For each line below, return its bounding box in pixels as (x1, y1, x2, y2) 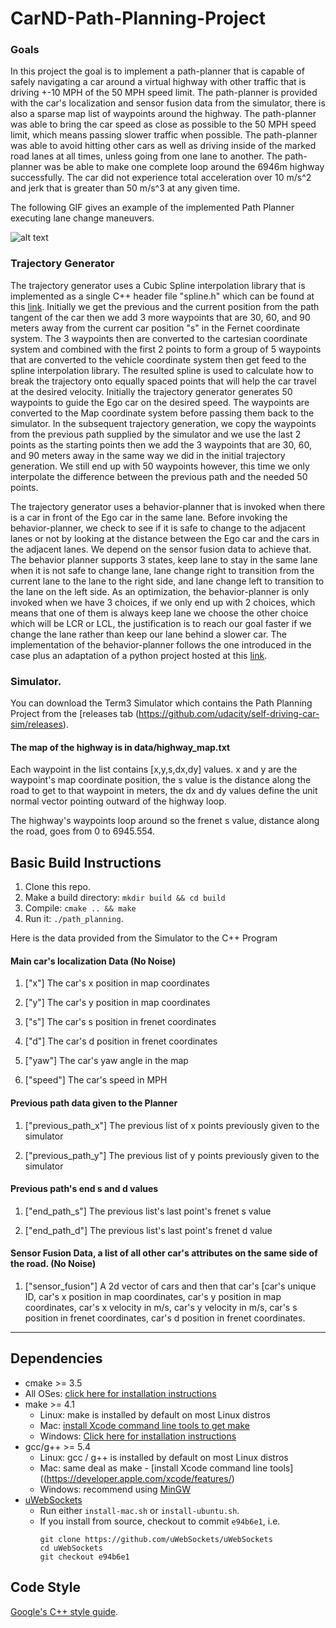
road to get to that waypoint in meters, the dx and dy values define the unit (10, 785, 318, 797)
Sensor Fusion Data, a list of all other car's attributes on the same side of (10, 1247, 318, 1259)
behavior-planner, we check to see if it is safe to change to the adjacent (10, 522, 306, 534)
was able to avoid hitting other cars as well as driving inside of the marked (10, 140, 317, 152)
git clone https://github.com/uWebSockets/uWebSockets (39, 1534, 273, 1544)
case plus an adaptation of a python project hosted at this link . (10, 649, 268, 661)
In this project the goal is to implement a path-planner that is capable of (10, 65, 305, 77)
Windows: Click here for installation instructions (39, 1430, 237, 1442)
